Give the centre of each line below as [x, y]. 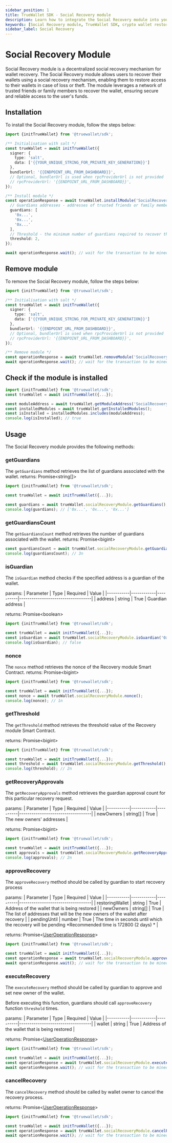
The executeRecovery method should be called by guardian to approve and [84, 988]
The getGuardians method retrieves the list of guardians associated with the [85, 471]
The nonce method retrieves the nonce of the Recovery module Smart [78, 667]
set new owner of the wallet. [35, 993]
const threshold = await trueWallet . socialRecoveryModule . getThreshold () [86, 764]
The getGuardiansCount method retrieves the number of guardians [75, 534]
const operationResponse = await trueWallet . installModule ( [71, 201]
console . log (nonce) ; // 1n [34, 701]
